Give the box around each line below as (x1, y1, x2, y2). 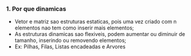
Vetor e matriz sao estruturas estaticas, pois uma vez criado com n (14, 18, 177, 25)
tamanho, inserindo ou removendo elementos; (14, 37, 126, 44)
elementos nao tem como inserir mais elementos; (14, 24, 134, 31)
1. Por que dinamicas (6, 5, 66, 13)
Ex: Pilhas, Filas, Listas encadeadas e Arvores (14, 43, 126, 50)
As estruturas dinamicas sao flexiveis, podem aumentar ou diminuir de (14, 31, 185, 38)
